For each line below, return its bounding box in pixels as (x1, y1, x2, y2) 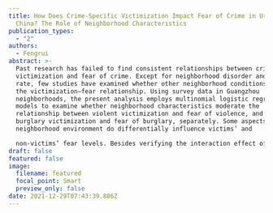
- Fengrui (15, 49, 49, 58)
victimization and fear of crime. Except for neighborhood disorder (15, 72, 253, 80)
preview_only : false (15, 185, 85, 193)
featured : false (8, 155, 63, 163)
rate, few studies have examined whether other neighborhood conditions (15, 79, 267, 87)
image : (8, 162, 31, 170)
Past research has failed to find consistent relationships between (15, 65, 253, 73)
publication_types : (8, 27, 75, 35)
